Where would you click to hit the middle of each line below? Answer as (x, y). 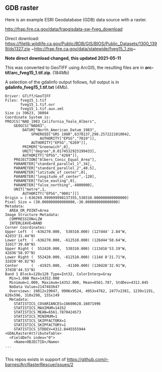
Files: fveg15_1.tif (26, 100)
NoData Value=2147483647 (34, 287)
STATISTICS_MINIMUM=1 (35, 316)
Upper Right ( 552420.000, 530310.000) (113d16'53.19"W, (66, 248)
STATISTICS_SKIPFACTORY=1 (40, 325)
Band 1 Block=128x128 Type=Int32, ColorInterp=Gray (58, 274)
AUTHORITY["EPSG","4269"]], (51, 155)
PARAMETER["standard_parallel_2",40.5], (55, 168)
